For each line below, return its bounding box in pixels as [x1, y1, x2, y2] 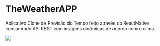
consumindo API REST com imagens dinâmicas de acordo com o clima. [5, 25, 156, 31]
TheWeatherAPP [5, 3, 78, 15]
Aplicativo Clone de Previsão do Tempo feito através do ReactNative [5, 20, 149, 26]
